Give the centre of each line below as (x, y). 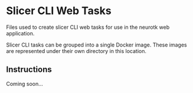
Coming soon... (24, 84)
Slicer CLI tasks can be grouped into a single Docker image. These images (97, 45)
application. (20, 33)
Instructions (29, 70)
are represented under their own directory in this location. (76, 51)
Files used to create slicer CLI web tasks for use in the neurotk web (88, 27)
